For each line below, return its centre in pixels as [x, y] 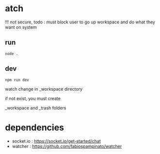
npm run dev [17, 80]
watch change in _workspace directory [44, 89]
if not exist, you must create [33, 98]
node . [12, 54]
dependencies [35, 127]
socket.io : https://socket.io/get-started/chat [56, 141]
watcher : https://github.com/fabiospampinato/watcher [67, 146]
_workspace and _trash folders [36, 108]
